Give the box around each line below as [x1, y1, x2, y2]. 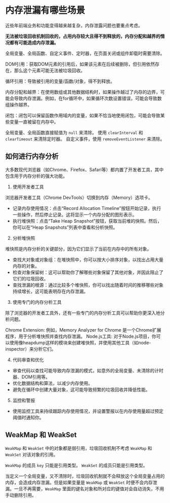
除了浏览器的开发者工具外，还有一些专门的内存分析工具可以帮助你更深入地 [5, 310, 160, 316]
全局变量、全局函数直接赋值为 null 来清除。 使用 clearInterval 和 [5, 129, 143, 135]
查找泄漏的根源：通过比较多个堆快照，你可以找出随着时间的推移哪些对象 [12, 282, 163, 288]
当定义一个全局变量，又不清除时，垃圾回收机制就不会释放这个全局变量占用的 [5, 473, 165, 479]
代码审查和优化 [12, 356, 44, 363]
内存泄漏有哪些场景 [5, 5, 86, 16]
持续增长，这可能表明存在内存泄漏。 [12, 288, 89, 294]
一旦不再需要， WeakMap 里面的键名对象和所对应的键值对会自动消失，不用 [14, 485, 164, 492]
